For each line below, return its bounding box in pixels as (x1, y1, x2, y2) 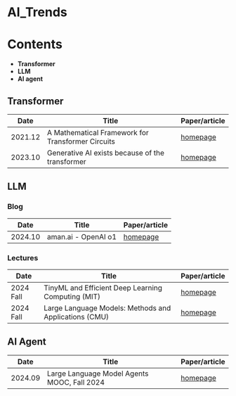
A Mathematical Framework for (46, 127, 149, 137)
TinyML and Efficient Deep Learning (44, 283, 163, 293)
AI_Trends (7, 4, 68, 20)
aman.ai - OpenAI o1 (46, 231, 117, 241)
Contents (7, 37, 63, 53)
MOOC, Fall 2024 (46, 377, 105, 387)
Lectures (7, 253, 39, 262)
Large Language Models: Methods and (44, 303, 171, 313)
